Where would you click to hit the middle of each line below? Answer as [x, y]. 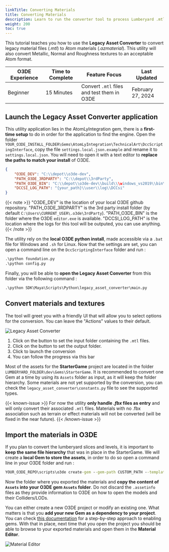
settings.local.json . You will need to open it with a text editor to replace [81, 155]
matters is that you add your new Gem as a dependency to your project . [81, 513]
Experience [24, 78]
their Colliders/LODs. [27, 498]
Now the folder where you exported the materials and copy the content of [82, 482]
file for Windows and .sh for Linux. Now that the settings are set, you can [81, 244]
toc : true [16, 29]
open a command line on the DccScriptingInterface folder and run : [75, 250]
